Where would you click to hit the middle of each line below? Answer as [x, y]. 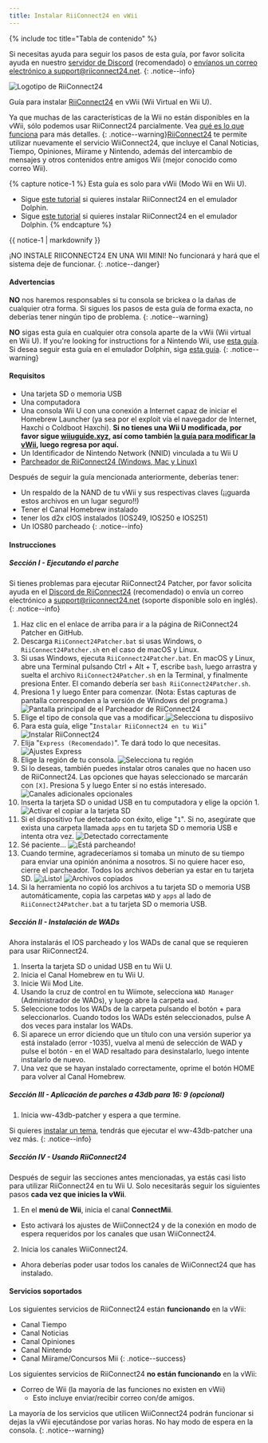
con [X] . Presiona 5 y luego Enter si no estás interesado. [113, 785]
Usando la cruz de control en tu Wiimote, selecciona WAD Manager [127, 991]
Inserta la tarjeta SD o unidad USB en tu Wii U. [96, 966]
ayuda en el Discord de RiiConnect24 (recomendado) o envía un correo [126, 591]
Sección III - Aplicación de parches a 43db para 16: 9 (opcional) [117, 1095]
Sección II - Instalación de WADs [65, 922]
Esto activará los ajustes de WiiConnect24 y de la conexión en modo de [138, 1225]
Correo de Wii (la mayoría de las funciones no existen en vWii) [123, 1389]
